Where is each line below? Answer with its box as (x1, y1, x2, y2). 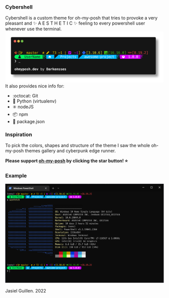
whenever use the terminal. (5, 26, 62, 32)
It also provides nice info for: (5, 83, 64, 89)
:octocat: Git (12, 92, 39, 98)
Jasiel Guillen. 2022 (5, 287, 46, 293)
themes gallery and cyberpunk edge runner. (25, 148, 116, 154)
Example (5, 172, 27, 179)
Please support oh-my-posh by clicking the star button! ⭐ (5, 158, 128, 164)
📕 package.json (12, 118, 45, 124)
